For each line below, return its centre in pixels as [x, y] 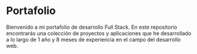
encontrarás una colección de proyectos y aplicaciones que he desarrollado [99, 33]
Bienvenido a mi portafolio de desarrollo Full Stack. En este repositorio [92, 27]
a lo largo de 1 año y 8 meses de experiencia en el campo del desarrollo [93, 39]
